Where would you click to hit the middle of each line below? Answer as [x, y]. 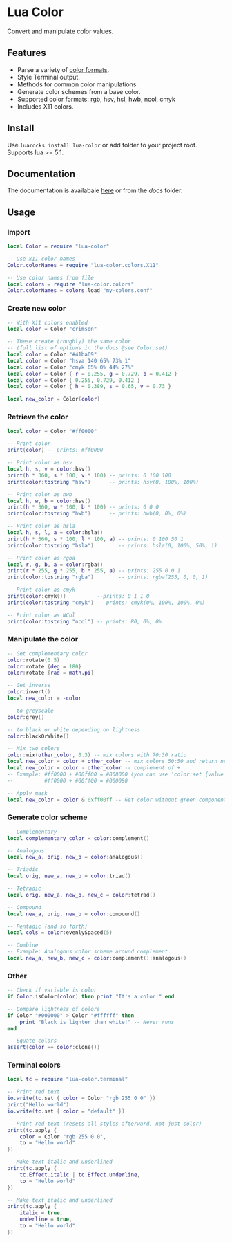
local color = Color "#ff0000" [52, 431]
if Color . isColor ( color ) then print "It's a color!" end [91, 997]
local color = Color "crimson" [52, 329]
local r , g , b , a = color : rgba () [55, 565]
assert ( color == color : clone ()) [54, 1048]
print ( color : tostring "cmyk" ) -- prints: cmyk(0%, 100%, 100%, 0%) [106, 603]
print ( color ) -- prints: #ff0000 [55, 450]
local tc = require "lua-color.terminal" [68, 1079]
